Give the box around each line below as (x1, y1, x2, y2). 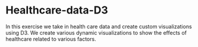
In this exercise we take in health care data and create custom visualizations (5, 23, 192, 30)
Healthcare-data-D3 (5, 4, 108, 17)
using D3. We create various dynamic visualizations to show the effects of (5, 29, 187, 36)
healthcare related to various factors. (5, 35, 96, 42)
